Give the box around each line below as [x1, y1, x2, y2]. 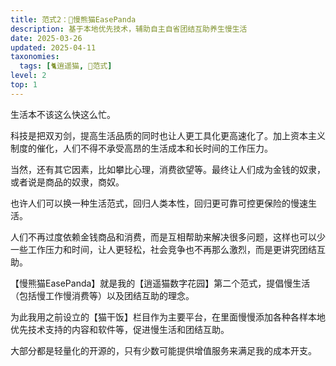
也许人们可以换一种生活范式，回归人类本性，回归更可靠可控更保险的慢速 [10, 197, 308, 209]
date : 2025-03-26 [10, 33, 83, 43]
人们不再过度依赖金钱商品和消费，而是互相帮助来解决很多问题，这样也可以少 [10, 231, 326, 243]
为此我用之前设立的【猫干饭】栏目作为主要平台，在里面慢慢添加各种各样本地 [10, 311, 326, 323]
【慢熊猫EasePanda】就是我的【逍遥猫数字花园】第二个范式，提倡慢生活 [10, 277, 311, 289]
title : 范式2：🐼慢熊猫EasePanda [10, 14, 137, 25]
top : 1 [10, 80, 38, 90]
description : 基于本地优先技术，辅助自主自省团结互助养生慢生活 [10, 24, 248, 34]
